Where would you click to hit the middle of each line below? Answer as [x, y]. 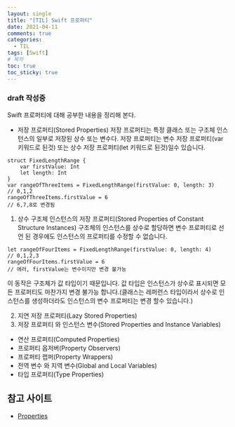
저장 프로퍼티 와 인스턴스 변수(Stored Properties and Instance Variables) [119, 324]
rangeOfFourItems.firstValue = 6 [56, 262]
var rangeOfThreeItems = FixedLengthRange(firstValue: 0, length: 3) [111, 185]
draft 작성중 [27, 98]
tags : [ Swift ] [28, 53]
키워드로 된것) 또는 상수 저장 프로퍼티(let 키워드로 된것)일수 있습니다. [111, 147]
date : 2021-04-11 [33, 27]
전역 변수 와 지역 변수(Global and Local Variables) [87, 365]
